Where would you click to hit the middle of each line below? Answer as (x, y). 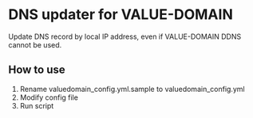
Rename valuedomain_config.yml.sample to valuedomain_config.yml (132, 89)
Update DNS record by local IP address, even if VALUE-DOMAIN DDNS (125, 36)
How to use (37, 70)
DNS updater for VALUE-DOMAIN (121, 15)
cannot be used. (35, 44)
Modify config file (49, 97)
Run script (37, 105)
